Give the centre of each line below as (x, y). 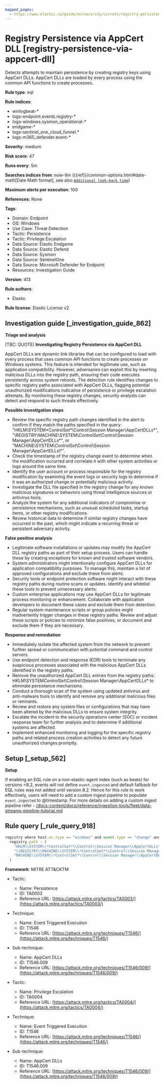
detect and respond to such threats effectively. (52, 401)
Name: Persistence (38, 888)
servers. (20, 655)
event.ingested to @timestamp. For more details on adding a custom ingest (81, 800)
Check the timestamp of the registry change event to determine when (82, 456)
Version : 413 (18, 279)
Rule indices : (18, 102)
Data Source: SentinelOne (38, 260)
